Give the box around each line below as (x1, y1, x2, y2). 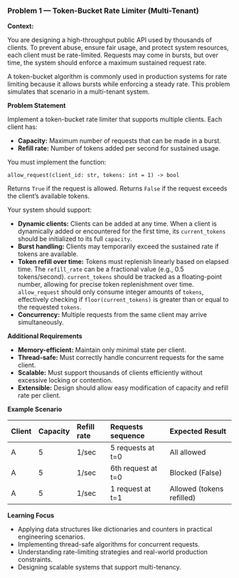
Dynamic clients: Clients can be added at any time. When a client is (17, 220, 217, 228)
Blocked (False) (169, 468, 223, 478)
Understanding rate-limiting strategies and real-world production (17, 548, 208, 557)
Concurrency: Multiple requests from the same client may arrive (17, 310, 208, 319)
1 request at (110, 484, 152, 494)
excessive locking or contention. (17, 376, 113, 385)
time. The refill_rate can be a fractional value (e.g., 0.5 (17, 265, 184, 273)
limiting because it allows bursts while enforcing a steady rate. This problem (7, 80, 230, 88)
